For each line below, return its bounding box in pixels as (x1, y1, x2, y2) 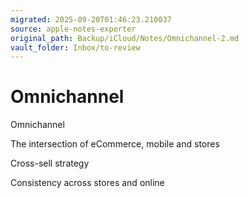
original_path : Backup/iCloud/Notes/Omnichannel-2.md (10, 33, 240, 43)
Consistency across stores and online (10, 177, 165, 189)
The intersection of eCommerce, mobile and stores (10, 138, 220, 150)
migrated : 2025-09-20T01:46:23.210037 (10, 14, 172, 25)
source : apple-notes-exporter (10, 24, 137, 34)
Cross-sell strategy (10, 157, 90, 170)
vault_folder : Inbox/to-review (10, 42, 141, 53)
